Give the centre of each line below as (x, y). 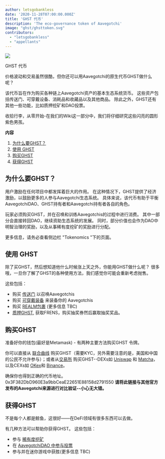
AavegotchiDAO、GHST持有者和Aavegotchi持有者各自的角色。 (69, 204)
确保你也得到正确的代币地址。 (35, 376)
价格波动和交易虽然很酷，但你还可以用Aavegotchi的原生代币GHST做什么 (79, 76)
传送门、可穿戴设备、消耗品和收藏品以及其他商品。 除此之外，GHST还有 (83, 99)
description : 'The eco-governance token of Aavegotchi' (64, 23)
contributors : (20, 33)
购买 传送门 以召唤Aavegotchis (43, 294)
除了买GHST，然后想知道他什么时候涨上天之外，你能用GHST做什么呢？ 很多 (82, 267)
